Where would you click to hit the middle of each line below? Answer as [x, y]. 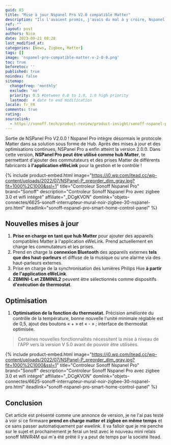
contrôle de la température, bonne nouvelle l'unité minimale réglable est [88, 319]
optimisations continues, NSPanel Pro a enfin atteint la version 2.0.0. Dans [83, 149]
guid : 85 [15, 10]
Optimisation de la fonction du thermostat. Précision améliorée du [83, 313]
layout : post [19, 29]
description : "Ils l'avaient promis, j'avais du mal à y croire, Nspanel [85, 19]
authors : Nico [20, 34]
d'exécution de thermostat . [42, 285]
